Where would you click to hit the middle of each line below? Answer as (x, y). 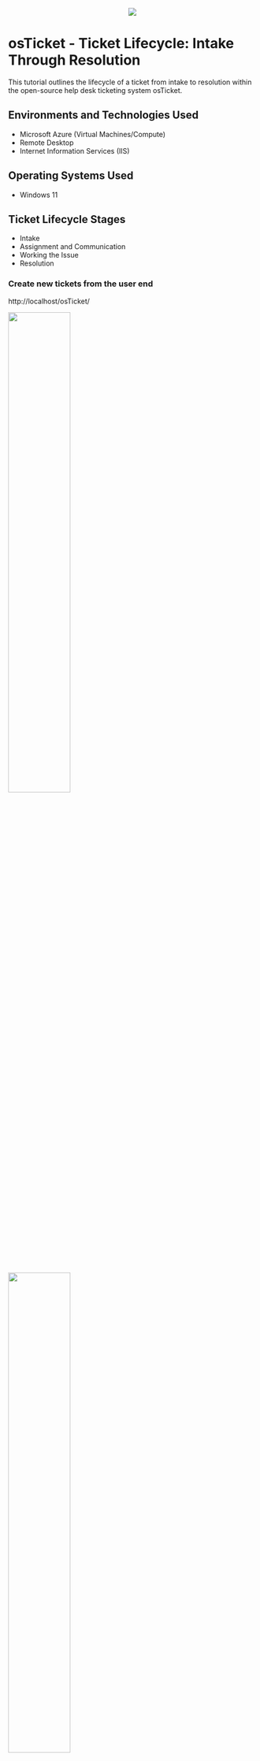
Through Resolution (74, 60)
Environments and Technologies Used (104, 115)
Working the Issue (49, 255)
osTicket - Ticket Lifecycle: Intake (121, 44)
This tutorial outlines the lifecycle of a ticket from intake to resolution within (130, 82)
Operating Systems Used (71, 176)
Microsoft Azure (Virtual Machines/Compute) (93, 134)
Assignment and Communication (72, 247)
